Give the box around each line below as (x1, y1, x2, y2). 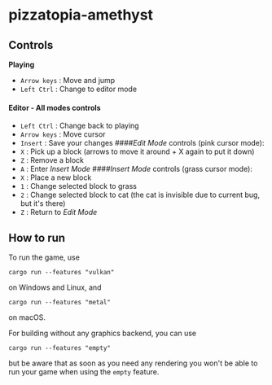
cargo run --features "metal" (8, 299, 112, 307)
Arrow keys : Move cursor (20, 129, 106, 139)
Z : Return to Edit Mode (20, 208, 98, 217)
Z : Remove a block (20, 155, 84, 165)
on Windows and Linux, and (8, 282, 102, 292)
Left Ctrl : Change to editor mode (20, 84, 137, 94)
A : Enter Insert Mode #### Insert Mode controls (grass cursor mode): (20, 164, 252, 174)
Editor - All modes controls (8, 103, 101, 112)
